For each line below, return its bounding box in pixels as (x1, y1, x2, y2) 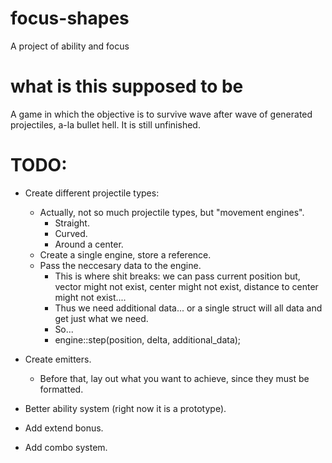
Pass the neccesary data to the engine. (39, 259, 202, 271)
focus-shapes (10, 7, 130, 30)
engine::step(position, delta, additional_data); (54, 333, 242, 346)
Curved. (54, 227, 88, 239)
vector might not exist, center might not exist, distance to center (54, 280, 319, 292)
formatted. (39, 383, 84, 395)
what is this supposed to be (10, 75, 244, 98)
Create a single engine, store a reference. (39, 248, 212, 261)
